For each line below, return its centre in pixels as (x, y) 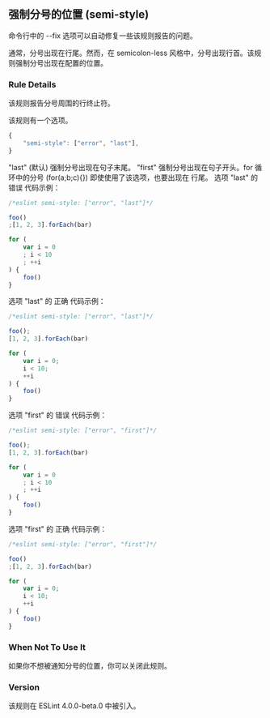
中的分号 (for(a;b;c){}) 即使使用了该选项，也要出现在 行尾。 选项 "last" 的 (137, 177)
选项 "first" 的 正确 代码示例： (58, 528)
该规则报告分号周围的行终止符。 (61, 103)
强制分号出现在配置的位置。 (61, 62)
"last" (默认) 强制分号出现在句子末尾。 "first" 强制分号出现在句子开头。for (131, 167)
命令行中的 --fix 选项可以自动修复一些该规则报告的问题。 (103, 36)
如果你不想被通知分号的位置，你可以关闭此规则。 (90, 666)
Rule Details (32, 84)
